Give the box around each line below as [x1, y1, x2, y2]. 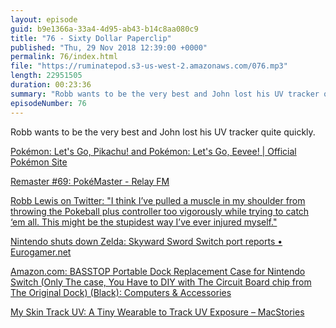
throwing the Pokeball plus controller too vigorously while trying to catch [10, 205, 310, 217]
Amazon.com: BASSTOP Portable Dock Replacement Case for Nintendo [10, 265, 306, 277]
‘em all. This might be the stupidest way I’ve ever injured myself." [10, 216, 278, 228]
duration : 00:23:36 [10, 80, 92, 90]
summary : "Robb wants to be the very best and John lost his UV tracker [10, 89, 320, 99]
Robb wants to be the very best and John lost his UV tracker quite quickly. [10, 126, 316, 138]
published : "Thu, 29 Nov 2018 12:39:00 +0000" [10, 42, 208, 53]
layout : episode [10, 14, 78, 25]
